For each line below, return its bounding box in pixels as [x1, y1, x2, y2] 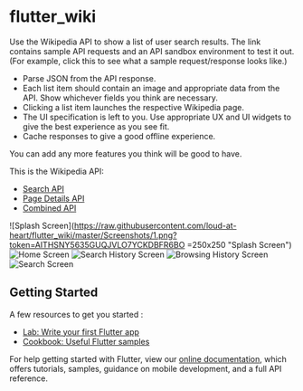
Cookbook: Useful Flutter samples [22, 336, 150, 347]
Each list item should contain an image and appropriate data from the [22, 82, 280, 93]
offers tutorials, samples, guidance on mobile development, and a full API [9, 363, 282, 374]
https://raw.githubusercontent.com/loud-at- [73, 220, 237, 231]
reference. [9, 373, 48, 384]
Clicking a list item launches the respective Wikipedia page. [22, 101, 244, 112]
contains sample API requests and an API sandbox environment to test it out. [9, 45, 295, 56]
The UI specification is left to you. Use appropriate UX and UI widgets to [22, 111, 292, 122]
